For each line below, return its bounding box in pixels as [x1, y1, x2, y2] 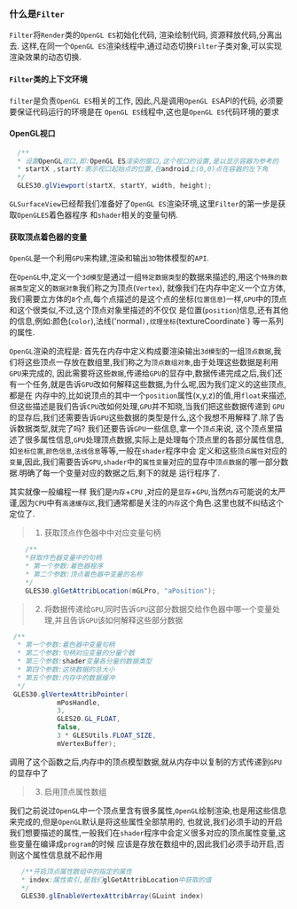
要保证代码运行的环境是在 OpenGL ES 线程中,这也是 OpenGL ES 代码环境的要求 [9, 106, 279, 117]
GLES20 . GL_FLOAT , [56, 715, 121, 724]
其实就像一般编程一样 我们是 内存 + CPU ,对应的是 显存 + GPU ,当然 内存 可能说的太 [9, 486, 278, 497]
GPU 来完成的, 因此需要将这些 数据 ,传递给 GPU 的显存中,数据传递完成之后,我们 [9, 368, 275, 378]
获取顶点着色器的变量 [9, 231, 87, 242]
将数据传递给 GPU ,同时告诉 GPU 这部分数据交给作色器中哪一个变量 [43, 603, 273, 614]
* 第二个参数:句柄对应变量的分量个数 [17, 649, 136, 657]
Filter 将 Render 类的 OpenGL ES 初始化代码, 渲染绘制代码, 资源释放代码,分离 [9, 29, 275, 41]
